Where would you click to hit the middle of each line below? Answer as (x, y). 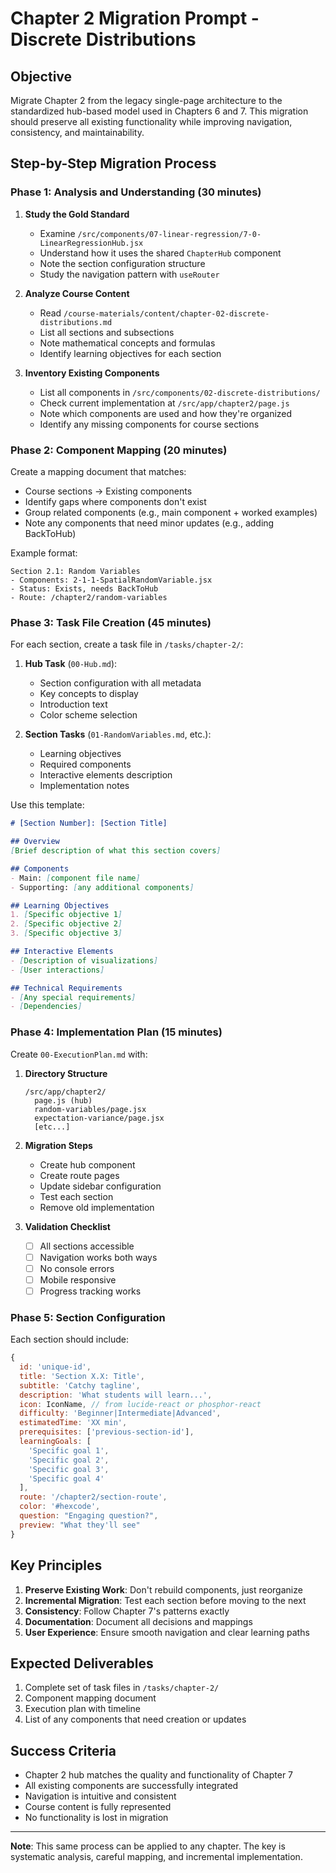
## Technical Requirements (66, 988)
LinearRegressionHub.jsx (91, 243)
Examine (57, 233)
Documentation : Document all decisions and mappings (138, 1621)
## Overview (35, 842)
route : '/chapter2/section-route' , (93, 1497)
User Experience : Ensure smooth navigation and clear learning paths (167, 1632)
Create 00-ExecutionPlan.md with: (79, 1054)
